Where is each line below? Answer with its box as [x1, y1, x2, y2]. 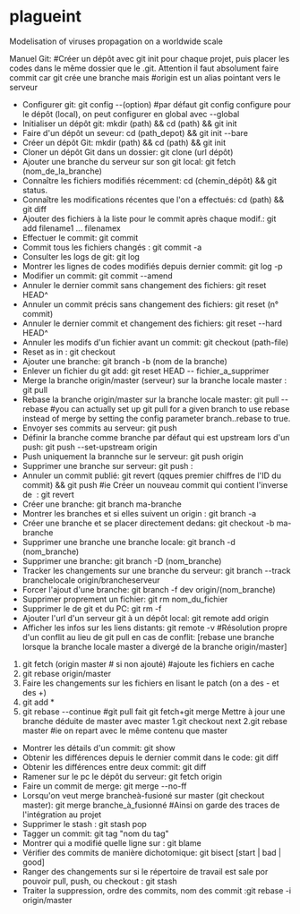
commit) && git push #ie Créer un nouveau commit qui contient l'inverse [21, 479, 288, 490]
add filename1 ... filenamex [21, 222, 121, 234]
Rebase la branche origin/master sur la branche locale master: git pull [21, 394, 279, 405]
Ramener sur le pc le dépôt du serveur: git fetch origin [21, 771, 222, 782]
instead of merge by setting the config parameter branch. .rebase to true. [21, 413, 291, 423]
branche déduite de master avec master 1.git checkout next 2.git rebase [21, 715, 288, 726]
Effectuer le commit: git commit [21, 232, 139, 243]
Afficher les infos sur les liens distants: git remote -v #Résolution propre [21, 622, 288, 633]
